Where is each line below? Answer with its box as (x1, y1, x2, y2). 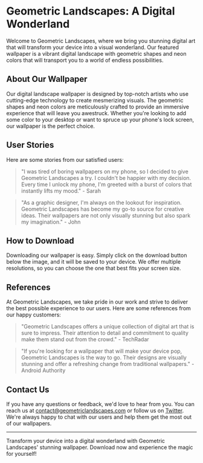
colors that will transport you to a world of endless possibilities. (6, 56, 164, 64)
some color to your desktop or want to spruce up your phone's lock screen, (6, 116, 195, 123)
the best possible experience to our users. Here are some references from (6, 305, 192, 312)
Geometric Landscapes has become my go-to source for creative (21, 205, 184, 213)
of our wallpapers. (6, 420, 52, 427)
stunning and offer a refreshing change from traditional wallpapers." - (21, 361, 195, 368)
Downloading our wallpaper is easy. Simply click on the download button (6, 251, 187, 259)
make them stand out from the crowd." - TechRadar (21, 336, 149, 343)
